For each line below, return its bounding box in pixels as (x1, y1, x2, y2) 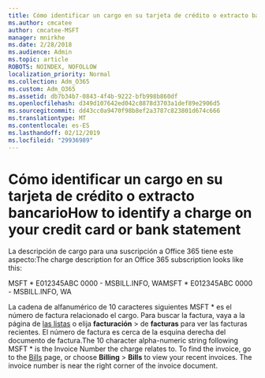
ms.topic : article (8, 56, 69, 64)
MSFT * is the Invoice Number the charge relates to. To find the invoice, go (8, 344, 252, 354)
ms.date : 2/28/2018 (8, 41, 73, 49)
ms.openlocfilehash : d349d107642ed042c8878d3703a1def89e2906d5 (8, 99, 221, 107)
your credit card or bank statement (8, 220, 241, 238)
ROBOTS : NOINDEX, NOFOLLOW (8, 63, 97, 71)
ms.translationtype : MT (8, 114, 87, 122)
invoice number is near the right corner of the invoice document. (8, 361, 218, 371)
